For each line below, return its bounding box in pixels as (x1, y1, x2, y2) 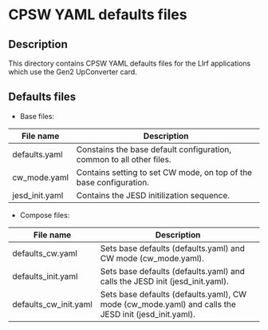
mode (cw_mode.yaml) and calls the (100, 298, 237, 309)
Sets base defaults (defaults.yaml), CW (100, 288, 247, 300)
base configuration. (76, 177, 150, 188)
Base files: (19, 111, 54, 121)
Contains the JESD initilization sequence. (76, 189, 230, 201)
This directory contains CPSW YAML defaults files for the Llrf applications (8, 58, 251, 68)
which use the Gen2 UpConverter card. (8, 67, 137, 77)
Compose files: (19, 210, 70, 220)
